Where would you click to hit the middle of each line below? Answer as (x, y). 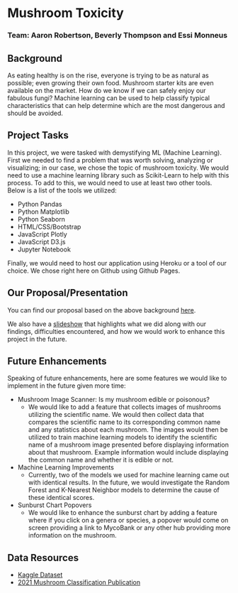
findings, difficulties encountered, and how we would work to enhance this (116, 331)
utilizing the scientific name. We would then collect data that (116, 415)
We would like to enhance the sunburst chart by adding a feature (123, 513)
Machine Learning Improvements (66, 467)
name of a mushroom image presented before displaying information (128, 445)
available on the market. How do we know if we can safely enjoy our (107, 90)
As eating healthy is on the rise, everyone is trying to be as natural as (108, 75)
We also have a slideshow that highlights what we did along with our (107, 324)
